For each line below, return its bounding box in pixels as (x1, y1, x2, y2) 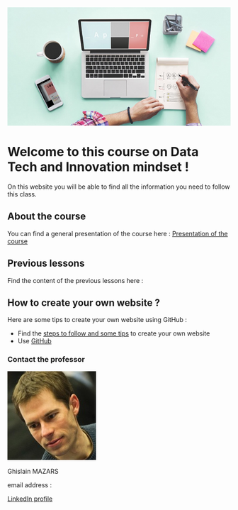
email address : (7, 480, 52, 489)
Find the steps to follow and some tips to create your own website (17, 329, 210, 338)
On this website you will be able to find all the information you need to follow (7, 182, 230, 191)
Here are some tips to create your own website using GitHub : (7, 316, 188, 324)
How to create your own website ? (7, 296, 161, 309)
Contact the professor (7, 355, 85, 365)
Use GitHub (17, 337, 52, 345)
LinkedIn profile (7, 494, 53, 503)
